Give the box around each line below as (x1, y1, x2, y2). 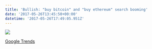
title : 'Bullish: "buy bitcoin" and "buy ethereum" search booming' (5, 7, 148, 12)
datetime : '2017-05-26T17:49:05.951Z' (5, 16, 84, 21)
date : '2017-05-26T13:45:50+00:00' (5, 12, 78, 16)
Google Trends (5, 38, 35, 44)
